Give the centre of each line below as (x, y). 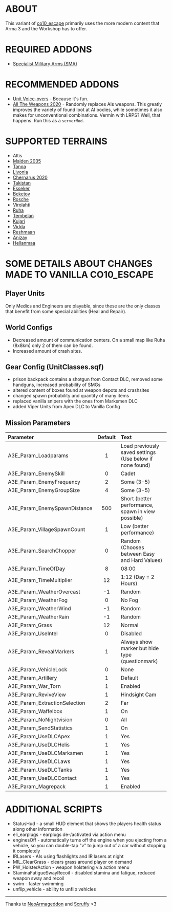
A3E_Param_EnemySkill (36, 473)
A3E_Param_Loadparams (38, 455)
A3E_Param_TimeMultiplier (40, 580)
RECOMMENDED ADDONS (62, 85)
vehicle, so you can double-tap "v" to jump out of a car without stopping (89, 846)
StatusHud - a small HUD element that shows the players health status (87, 824)
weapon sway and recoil (38, 878)
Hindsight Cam (138, 695)
